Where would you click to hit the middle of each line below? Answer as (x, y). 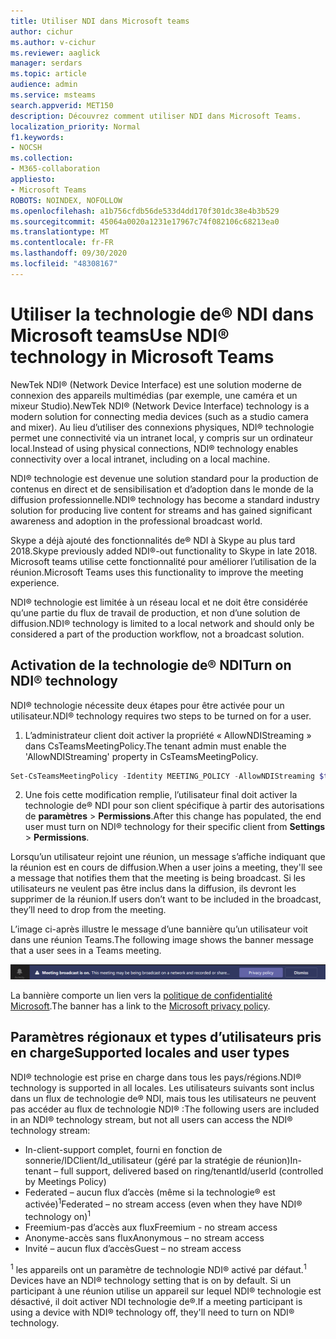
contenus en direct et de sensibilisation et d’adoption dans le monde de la (162, 489)
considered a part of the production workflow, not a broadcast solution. (157, 634)
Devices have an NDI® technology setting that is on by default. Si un (151, 1280)
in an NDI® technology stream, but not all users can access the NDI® (151, 1119)
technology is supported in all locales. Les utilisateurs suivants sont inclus (162, 1087)
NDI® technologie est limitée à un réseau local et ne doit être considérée (159, 602)
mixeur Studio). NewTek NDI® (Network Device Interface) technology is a (160, 406)
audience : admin (44, 85)
